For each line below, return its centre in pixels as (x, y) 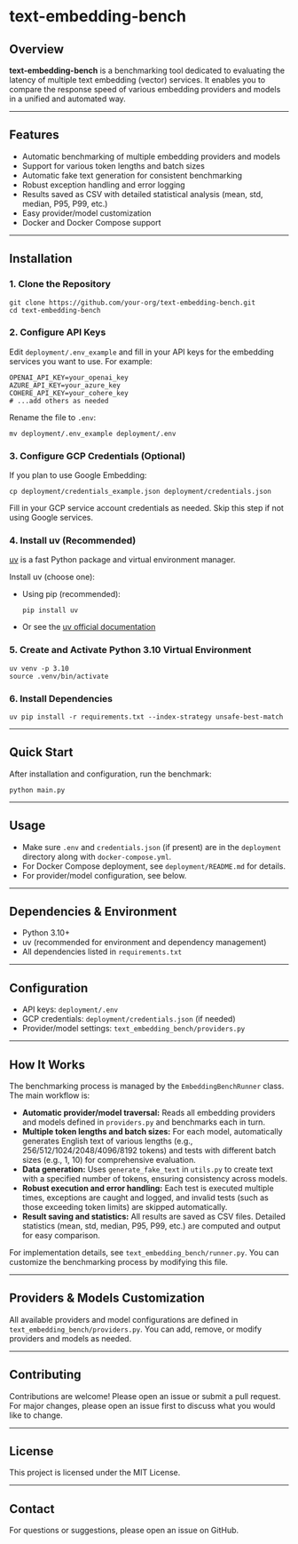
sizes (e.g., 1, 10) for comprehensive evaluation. (109, 1160)
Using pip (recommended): (71, 594)
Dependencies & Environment (93, 911)
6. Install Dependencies (61, 698)
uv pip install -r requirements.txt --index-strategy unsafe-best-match (146, 717)
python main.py (37, 790)
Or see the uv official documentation (89, 627)
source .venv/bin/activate (59, 676)
